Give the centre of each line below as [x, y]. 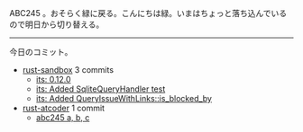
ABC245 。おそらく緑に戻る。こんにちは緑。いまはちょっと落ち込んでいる [148, 13]
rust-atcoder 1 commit [64, 108]
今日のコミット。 [41, 52]
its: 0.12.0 [53, 79]
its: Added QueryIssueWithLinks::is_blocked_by [124, 98]
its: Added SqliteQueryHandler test [101, 89]
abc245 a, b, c [63, 118]
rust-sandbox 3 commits [68, 70]
